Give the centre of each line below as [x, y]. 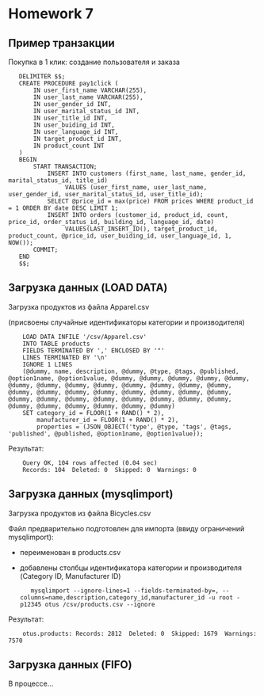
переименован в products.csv [70, 552]
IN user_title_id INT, [71, 118]
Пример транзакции [61, 43]
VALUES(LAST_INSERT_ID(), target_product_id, [141, 229]
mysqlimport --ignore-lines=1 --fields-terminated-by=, [125, 591]
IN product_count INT [69, 146]
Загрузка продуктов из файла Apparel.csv [79, 306]
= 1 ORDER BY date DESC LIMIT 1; [63, 208]
